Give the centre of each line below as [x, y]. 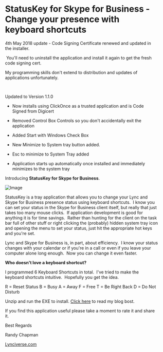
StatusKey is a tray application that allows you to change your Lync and [76, 197]
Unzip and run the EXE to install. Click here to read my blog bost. [70, 301]
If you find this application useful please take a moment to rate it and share [80, 311]
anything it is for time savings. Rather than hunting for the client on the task [81, 217]
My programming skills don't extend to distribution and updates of [71, 72]
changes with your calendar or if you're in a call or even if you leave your [78, 248]
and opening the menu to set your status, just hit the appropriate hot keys [79, 228]
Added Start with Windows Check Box [50, 135]
